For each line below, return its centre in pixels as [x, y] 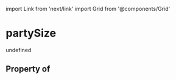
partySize [31, 33]
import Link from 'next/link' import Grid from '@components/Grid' [88, 9]
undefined [19, 50]
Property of [28, 69]
